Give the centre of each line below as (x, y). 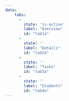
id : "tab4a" (37, 91)
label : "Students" (43, 86)
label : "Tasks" (40, 67)
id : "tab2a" (37, 53)
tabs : (20, 15)
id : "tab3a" (37, 72)
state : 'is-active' (44, 24)
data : (11, 10)
